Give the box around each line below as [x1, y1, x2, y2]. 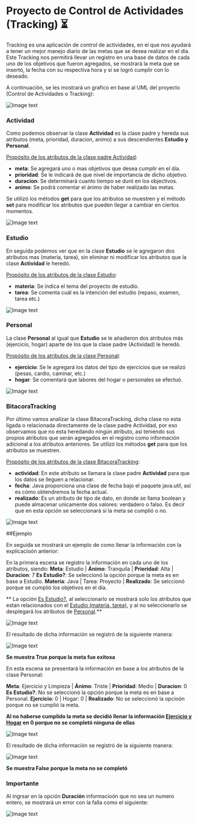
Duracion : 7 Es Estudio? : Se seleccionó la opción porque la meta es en [6, 572, 179, 579]
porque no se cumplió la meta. [6, 702, 80, 709]
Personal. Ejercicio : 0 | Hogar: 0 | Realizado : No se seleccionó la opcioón [6, 695, 185, 702]
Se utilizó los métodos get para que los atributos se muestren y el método [6, 195, 186, 203]
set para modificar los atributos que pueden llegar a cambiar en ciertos [6, 201, 179, 208]
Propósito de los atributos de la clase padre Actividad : [6, 154, 137, 161]
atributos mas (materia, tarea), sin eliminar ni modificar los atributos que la [6, 253, 187, 260]
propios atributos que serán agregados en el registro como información [6, 434, 180, 442]
